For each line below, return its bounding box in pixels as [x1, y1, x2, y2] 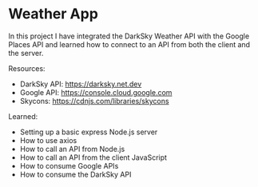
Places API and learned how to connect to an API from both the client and [8, 39, 250, 49]
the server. [8, 48, 44, 58]
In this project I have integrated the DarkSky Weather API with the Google [8, 31, 250, 41]
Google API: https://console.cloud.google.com [19, 87, 173, 97]
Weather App [8, 5, 98, 23]
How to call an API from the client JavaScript [19, 153, 168, 162]
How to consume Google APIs [19, 161, 119, 170]
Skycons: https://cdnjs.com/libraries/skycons [19, 96, 169, 105]
